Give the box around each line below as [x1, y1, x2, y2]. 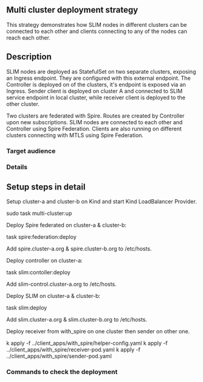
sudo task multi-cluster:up [6, 210, 72, 217]
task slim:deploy [6, 304, 47, 311]
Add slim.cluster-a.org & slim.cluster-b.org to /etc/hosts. [6, 316, 148, 324]
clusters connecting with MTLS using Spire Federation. [6, 131, 144, 139]
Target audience [6, 146, 56, 155]
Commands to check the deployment [6, 368, 118, 377]
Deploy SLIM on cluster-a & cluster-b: [6, 292, 100, 300]
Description [6, 52, 52, 62]
